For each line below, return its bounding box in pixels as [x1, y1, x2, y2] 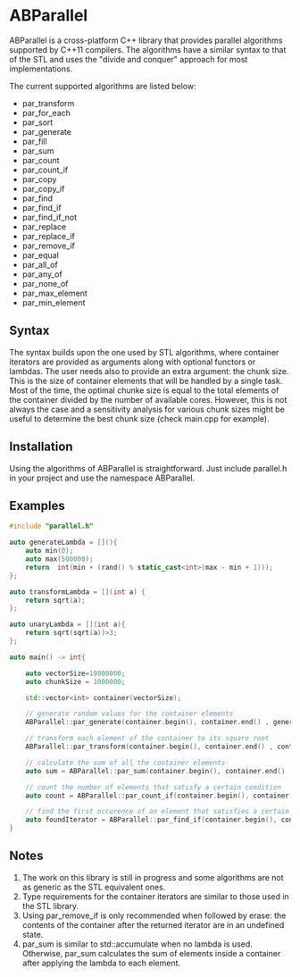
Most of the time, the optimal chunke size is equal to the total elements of [9, 385, 279, 396]
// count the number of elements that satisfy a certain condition [25, 782, 281, 791]
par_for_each [21, 107, 71, 118]
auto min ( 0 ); [25, 547, 74, 555]
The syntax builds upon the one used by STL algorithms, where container [9, 347, 279, 357]
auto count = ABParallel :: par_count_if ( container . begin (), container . [25, 791, 294, 800]
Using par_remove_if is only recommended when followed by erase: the [21, 910, 287, 921]
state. [21, 929, 44, 939]
